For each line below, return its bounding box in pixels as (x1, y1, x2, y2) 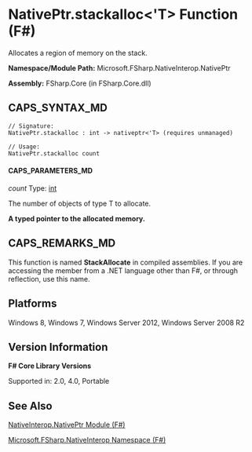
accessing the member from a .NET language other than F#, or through (8, 265, 238, 275)
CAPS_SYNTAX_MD (8, 101, 108, 115)
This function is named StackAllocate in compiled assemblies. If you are (8, 257, 243, 267)
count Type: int (8, 183, 57, 193)
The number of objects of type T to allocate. (8, 199, 152, 208)
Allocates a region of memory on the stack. (8, 48, 148, 57)
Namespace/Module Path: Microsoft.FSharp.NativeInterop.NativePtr (8, 63, 231, 72)
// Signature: (8, 122, 55, 130)
